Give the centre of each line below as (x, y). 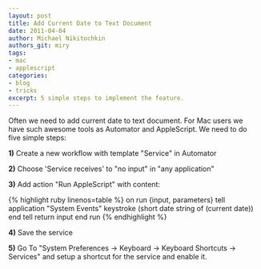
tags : (17, 53)
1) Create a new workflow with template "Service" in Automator (112, 153)
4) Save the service (41, 233)
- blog (19, 83)
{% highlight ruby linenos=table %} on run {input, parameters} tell (117, 200)
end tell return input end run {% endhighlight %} (88, 217)
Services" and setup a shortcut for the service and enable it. (108, 257)
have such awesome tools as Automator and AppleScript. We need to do (128, 129)
